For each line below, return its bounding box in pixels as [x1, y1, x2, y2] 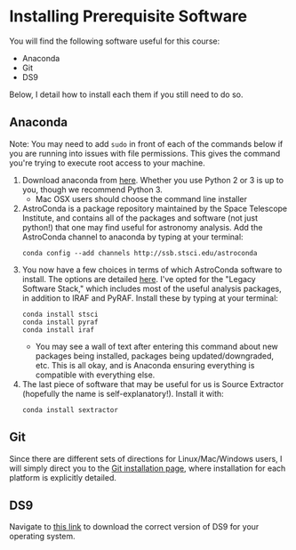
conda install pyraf [21, 318, 99, 327]
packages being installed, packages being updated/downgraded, [35, 350, 274, 361]
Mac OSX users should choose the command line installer [35, 193, 247, 204]
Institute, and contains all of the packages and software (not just [21, 212, 258, 223]
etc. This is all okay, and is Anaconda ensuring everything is [35, 360, 255, 370]
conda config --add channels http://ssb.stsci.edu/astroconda [21, 248, 258, 257]
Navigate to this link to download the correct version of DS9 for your [9, 522, 260, 532]
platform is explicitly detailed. [9, 472, 117, 482]
